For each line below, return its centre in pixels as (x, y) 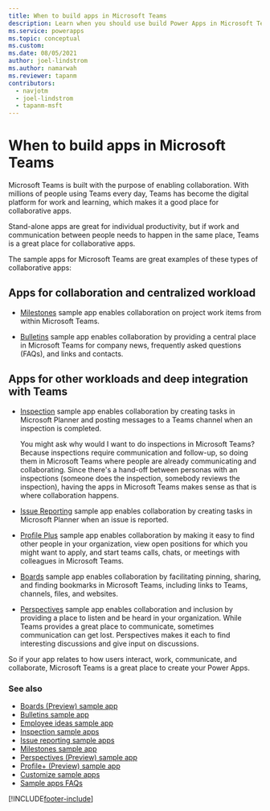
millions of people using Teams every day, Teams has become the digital (129, 193)
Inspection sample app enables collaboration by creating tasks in (127, 411)
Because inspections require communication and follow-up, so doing (134, 452)
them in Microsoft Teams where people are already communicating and (138, 461)
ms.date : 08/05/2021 (43, 53)
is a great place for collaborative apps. (72, 243)
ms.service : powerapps (46, 31)
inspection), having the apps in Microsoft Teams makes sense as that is (138, 487)
